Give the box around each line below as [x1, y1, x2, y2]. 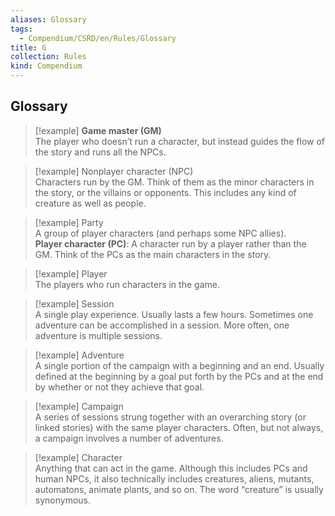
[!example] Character [34, 451, 123, 463]
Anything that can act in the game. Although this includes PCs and [34, 462, 308, 474]
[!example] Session [34, 297, 115, 310]
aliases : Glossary [10, 14, 87, 25]
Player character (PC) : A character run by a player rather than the [34, 237, 307, 250]
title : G [10, 42, 47, 53]
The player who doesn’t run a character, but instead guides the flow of [34, 135, 326, 147]
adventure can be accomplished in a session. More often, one [34, 319, 290, 331]
